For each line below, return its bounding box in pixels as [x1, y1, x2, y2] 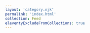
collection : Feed [5, 16, 41, 21]
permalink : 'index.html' [5, 12, 56, 16]
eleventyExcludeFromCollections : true [5, 20, 85, 26]
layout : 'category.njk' [5, 7, 54, 12]
